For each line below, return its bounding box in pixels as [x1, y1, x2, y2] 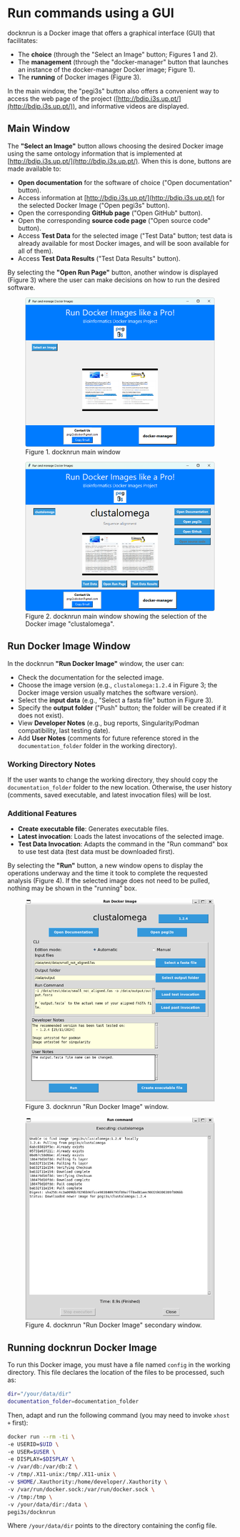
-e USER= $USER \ [7, 1448, 56, 1456]
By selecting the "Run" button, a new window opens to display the [7, 861, 204, 870]
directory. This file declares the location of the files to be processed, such [7, 1368, 225, 1377]
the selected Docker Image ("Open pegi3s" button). [17, 201, 170, 209]
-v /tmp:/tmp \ [7, 1493, 53, 1501]
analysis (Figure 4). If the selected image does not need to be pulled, [7, 877, 211, 885]
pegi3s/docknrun [7, 1508, 56, 1516]
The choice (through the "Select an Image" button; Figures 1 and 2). [17, 50, 218, 59]
